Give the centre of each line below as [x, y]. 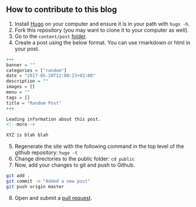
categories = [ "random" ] [36, 70]
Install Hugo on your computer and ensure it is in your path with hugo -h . [102, 23]
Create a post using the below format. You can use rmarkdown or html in [102, 42]
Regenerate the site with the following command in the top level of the [99, 147]
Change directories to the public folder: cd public [75, 159]
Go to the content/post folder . [50, 36]
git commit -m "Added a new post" [48, 181]
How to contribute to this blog [62, 10]
